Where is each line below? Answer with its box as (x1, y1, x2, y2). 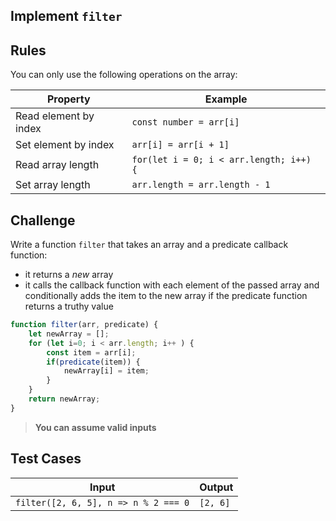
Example (204, 92, 248, 106)
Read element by (15, 109, 95, 123)
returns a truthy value (24, 300, 114, 313)
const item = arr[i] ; (46, 347, 137, 358)
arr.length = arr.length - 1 (131, 179, 271, 191)
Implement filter (10, 8, 123, 25)
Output (199, 480, 234, 494)
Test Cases (10, 450, 82, 468)
